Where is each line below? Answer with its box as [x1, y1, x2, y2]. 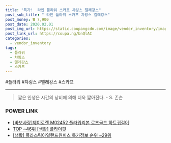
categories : [5, 36, 31, 41]
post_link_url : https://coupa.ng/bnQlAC [5, 31, 93, 36]
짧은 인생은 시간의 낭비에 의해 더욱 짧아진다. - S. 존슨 [17, 95, 123, 101]
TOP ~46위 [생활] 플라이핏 [12, 126, 67, 132]
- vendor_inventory [10, 41, 51, 46]
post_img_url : [5, 26, 36, 32]
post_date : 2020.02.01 [5, 21, 53, 27]
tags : [5, 45, 17, 50]
